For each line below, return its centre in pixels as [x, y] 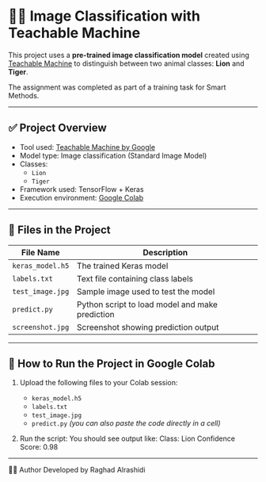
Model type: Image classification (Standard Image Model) [113, 155]
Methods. [24, 95]
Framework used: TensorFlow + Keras [82, 189]
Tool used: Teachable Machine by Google [87, 147]
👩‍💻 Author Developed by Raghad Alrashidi [77, 470]
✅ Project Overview [57, 128]
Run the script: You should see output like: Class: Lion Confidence [127, 438]
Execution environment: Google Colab [82, 197]
